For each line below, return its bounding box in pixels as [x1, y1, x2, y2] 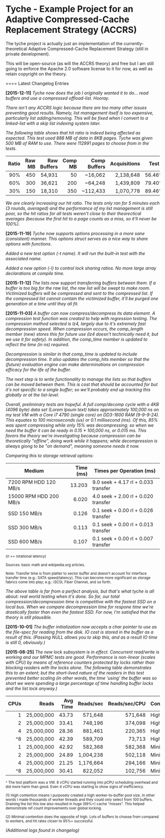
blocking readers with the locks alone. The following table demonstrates [5, 664, 152, 671]
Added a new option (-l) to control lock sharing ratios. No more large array [5, 265, 157, 271]
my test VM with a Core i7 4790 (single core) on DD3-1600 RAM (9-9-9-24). [5, 411, 160, 418]
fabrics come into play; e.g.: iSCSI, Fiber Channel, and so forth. [5, 579, 112, 585]
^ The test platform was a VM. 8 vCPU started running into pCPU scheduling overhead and [5, 780, 158, 785]
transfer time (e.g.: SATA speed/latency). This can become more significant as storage [5, 575, 151, 580]
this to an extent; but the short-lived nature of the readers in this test [5, 670, 144, 676]
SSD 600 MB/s [8, 538, 42, 545]
